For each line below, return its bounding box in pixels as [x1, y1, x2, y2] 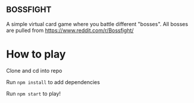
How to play [6, 47, 66, 61]
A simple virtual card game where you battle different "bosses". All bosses [6, 20, 189, 27]
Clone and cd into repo [6, 67, 62, 74]
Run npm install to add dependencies [6, 78, 100, 85]
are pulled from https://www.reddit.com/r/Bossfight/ [6, 27, 134, 34]
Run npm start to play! [6, 90, 61, 97]
